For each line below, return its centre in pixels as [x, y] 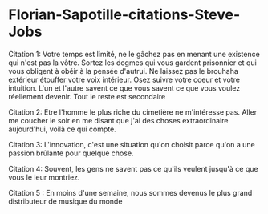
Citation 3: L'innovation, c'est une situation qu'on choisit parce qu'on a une [132, 144]
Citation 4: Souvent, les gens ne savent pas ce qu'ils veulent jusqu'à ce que [133, 168]
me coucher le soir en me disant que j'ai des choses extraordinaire [118, 120]
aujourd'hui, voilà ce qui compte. [62, 129]
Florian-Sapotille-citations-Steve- [124, 15]
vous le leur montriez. [44, 177]
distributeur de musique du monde [65, 201]
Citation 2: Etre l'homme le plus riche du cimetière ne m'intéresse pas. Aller [133, 112]
